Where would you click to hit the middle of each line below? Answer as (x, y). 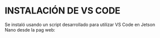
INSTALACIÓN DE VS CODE (63, 11)
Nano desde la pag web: (30, 29)
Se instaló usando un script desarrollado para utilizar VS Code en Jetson (80, 24)
